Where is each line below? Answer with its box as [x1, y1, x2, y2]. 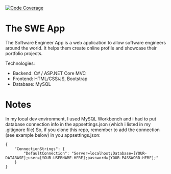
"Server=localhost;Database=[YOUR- [71, 151, 147, 156]
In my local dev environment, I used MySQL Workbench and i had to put [5, 115, 157, 122]
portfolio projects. [5, 50, 43, 56]
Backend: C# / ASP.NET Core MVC [12, 70, 86, 76]
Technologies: [5, 60, 35, 66]
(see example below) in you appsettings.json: [5, 132, 101, 138]
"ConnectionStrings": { [14, 146, 65, 152]
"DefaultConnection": [23, 151, 70, 156]
